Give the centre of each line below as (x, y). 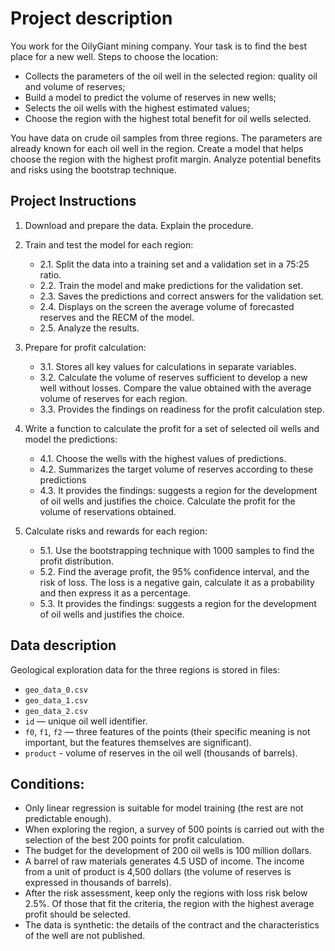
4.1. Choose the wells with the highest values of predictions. (163, 458)
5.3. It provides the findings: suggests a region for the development (178, 603)
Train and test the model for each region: (109, 244)
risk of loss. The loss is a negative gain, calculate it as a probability (177, 582)
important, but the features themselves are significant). (138, 742)
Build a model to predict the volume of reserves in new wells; (150, 97)
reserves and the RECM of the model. (117, 317)
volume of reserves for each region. (113, 398)
